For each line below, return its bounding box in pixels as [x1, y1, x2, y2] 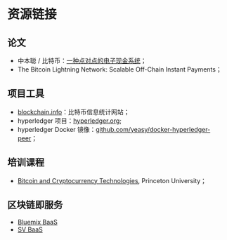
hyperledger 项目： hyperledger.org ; [17, 116, 122, 125]
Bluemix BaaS [17, 218, 58, 227]
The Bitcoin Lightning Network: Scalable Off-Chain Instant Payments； [17, 65, 223, 74]
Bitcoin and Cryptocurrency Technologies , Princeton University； [17, 176, 207, 185]
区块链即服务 [7, 199, 63, 211]
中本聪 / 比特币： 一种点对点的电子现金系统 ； [17, 57, 147, 65]
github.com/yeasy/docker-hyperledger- [96, 125, 211, 133]
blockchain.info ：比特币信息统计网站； [17, 107, 130, 116]
